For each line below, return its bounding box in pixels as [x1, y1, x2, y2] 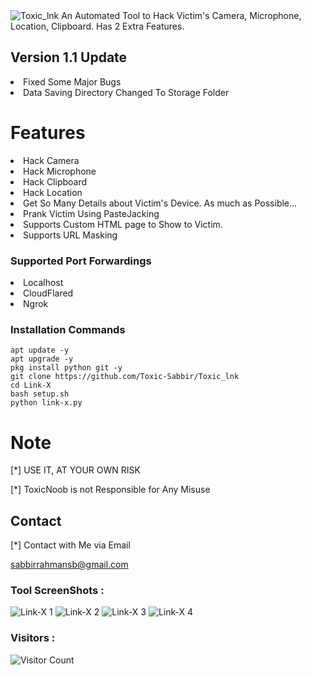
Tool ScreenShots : [10, 584, 105, 598]
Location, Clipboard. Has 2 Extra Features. [10, 20, 185, 32]
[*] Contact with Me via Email [10, 539, 131, 551]
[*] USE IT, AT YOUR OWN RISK [10, 464, 141, 476]
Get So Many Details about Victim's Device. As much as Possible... [23, 197, 298, 209]
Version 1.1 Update [10, 49, 128, 66]
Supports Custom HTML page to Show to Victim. [23, 218, 223, 230]
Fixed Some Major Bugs [23, 75, 122, 88]
